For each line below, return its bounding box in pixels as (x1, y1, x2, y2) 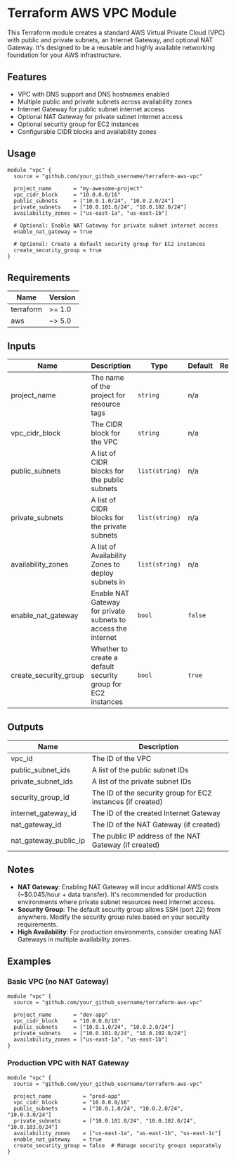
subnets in (91, 577, 126, 587)
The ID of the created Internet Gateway (91, 808, 221, 818)
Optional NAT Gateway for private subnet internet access (17, 112, 183, 120)
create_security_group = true (13, 247, 102, 254)
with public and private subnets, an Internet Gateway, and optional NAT (7, 35, 214, 44)
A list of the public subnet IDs (91, 765, 189, 774)
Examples (7, 956, 51, 968)
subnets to (91, 615, 126, 625)
